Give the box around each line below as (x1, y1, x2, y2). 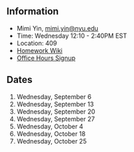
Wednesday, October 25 (16, 137, 87, 145)
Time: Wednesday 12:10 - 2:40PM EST (16, 31, 127, 40)
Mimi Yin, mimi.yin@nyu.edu (16, 24, 98, 32)
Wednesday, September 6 (16, 92, 92, 100)
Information (6, 6, 59, 17)
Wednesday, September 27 (16, 114, 95, 123)
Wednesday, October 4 (16, 122, 84, 130)
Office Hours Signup (16, 54, 76, 62)
